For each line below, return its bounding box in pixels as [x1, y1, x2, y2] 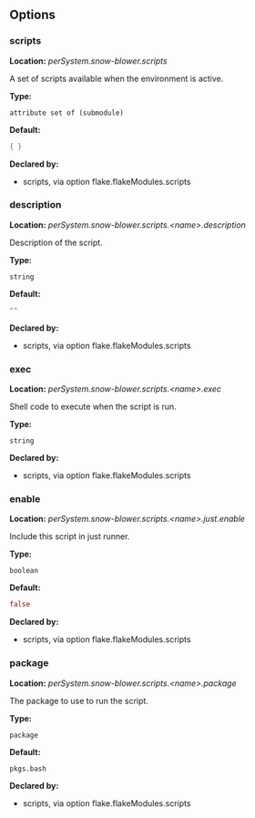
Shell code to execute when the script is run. [9, 401, 178, 413]
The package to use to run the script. [9, 695, 148, 706]
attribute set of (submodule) [9, 108, 125, 118]
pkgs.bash [9, 764, 47, 773]
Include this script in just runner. [9, 531, 130, 542]
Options [9, 7, 56, 23]
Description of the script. [9, 237, 103, 248]
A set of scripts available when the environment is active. [9, 73, 224, 84]
